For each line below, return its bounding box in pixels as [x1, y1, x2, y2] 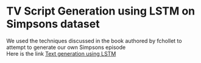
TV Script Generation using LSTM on [6, 4, 196, 18]
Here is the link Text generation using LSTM [6, 50, 116, 57]
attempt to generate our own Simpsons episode [6, 44, 126, 51]
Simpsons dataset [6, 17, 100, 31]
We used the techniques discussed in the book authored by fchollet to [6, 37, 182, 44]
